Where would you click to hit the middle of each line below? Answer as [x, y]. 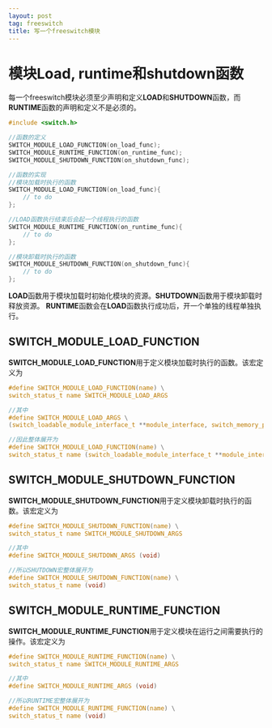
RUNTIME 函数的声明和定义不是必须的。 [74, 108]
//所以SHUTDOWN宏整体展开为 [51, 570]
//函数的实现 [27, 175]
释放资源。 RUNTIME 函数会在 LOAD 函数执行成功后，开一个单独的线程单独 [132, 306]
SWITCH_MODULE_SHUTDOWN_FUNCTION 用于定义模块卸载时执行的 [127, 500]
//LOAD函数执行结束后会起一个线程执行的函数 [74, 219]
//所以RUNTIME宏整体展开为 [49, 701]
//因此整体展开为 [33, 440]
